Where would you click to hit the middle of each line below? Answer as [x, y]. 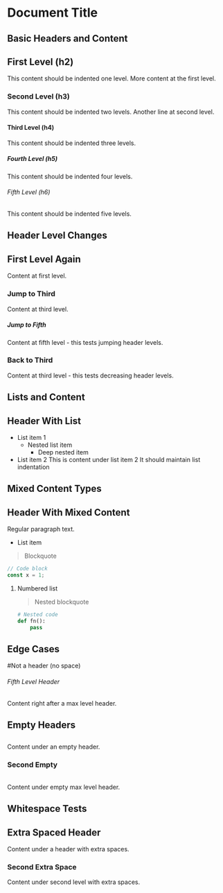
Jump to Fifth [27, 325]
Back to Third [30, 360]
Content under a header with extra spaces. [68, 849]
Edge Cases [34, 649]
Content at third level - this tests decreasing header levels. [91, 375]
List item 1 [32, 438]
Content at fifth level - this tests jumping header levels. [85, 342]
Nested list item [50, 445]
